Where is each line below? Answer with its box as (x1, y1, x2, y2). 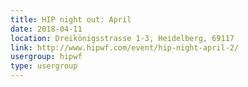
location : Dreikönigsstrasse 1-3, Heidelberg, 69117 (10, 33, 235, 43)
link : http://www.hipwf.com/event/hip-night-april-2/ (10, 42, 240, 53)
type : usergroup (10, 61, 78, 71)
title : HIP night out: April (10, 14, 132, 25)
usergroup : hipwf (10, 52, 83, 62)
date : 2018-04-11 (10, 24, 83, 34)
